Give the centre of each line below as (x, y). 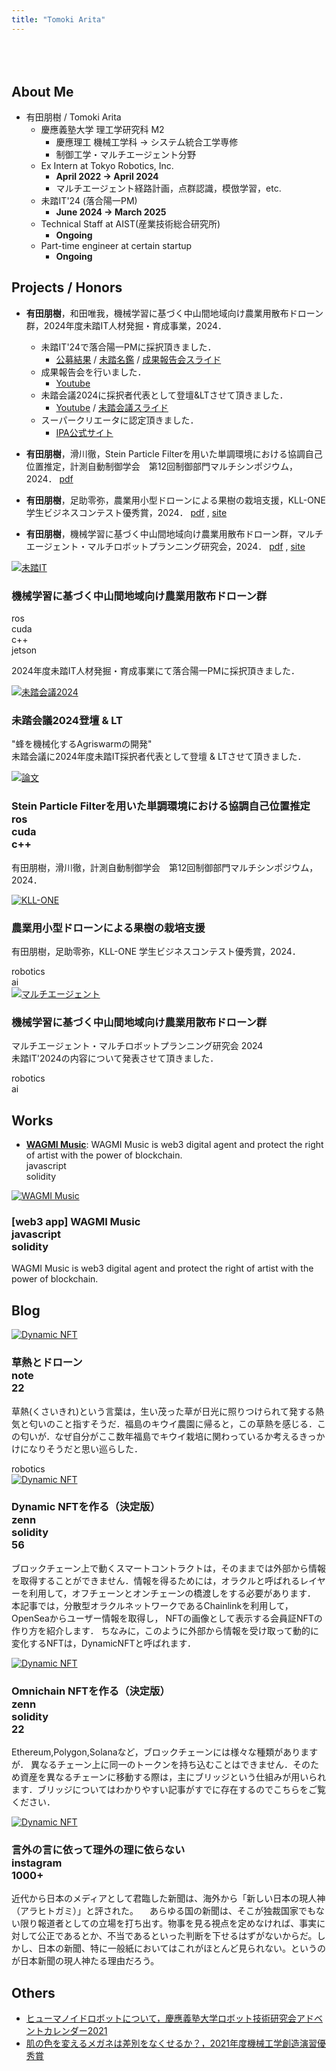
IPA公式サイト (84, 432)
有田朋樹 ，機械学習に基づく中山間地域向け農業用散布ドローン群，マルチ (174, 533)
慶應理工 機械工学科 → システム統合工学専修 (147, 142)
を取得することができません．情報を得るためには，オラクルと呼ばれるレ (160, 1580)
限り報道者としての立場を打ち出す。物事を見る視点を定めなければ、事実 (168, 1923)
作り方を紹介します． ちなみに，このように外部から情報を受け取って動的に (165, 1630)
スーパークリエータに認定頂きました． (119, 420)
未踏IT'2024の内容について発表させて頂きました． (115, 1058)
